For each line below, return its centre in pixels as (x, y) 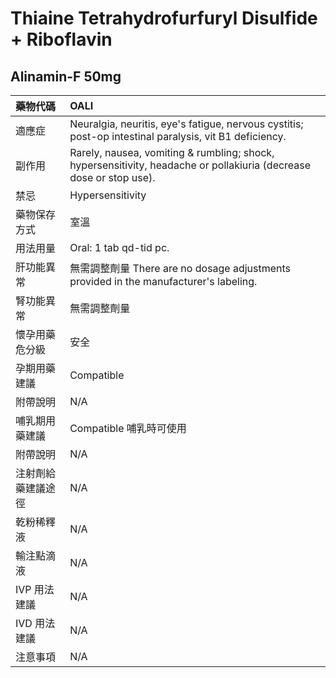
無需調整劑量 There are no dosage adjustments (180, 268)
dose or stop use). (112, 177)
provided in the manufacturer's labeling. (163, 281)
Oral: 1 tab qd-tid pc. (119, 247)
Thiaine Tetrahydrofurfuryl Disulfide (164, 18)
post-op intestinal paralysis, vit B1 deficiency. (178, 136)
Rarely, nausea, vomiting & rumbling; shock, (172, 152)
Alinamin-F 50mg (66, 76)
